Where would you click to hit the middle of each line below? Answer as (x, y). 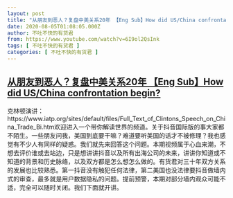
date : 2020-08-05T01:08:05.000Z (54, 26)
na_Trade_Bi (25, 127)
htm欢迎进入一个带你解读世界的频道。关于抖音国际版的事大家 (131, 127)
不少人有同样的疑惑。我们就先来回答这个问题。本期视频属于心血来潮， (119, 144)
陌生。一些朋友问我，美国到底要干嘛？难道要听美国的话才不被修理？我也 (116, 135)
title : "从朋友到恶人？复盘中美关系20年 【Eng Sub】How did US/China (101, 20)
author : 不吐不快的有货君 (41, 33)
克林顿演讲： (25, 111)
